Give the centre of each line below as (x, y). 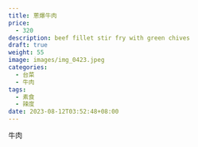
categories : (28, 68)
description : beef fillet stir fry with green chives (99, 38)
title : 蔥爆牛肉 (33, 15)
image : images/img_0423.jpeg (56, 60)
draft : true (28, 45)
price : (19, 23)
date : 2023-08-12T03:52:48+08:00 (64, 112)
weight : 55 (26, 52)
